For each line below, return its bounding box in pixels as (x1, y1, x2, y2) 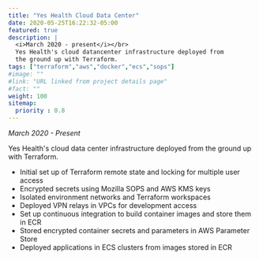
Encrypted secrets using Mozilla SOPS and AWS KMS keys (19, 184, 211, 193)
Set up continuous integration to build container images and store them (19, 210, 251, 218)
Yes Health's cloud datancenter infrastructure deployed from (15, 48, 224, 56)
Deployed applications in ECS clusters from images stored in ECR (19, 243, 233, 252)
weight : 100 (8, 92, 47, 100)
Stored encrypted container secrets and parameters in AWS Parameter (19, 226, 250, 235)
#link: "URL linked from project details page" (8, 77, 168, 85)
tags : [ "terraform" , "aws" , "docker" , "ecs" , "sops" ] (8, 63, 175, 71)
